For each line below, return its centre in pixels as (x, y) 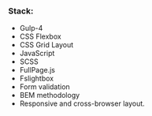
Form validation (45, 87)
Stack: (21, 11)
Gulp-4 (31, 28)
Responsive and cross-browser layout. (82, 103)
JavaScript (37, 54)
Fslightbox (36, 79)
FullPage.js (37, 70)
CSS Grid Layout (46, 45)
